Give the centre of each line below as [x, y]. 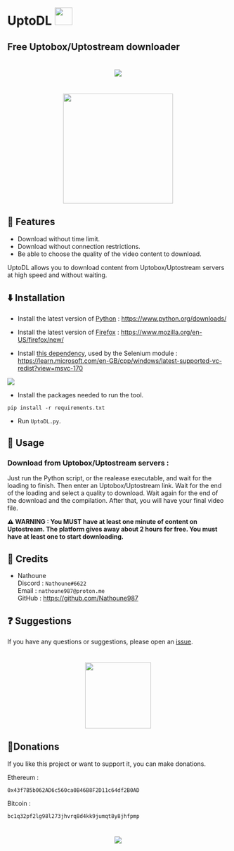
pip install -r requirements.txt [56, 408]
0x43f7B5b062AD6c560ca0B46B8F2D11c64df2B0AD [73, 790]
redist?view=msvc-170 [50, 368]
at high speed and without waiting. [57, 275]
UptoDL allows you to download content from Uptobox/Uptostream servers [116, 267]
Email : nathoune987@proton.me [61, 591]
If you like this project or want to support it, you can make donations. [106, 764]
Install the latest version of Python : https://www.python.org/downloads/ [122, 318]
